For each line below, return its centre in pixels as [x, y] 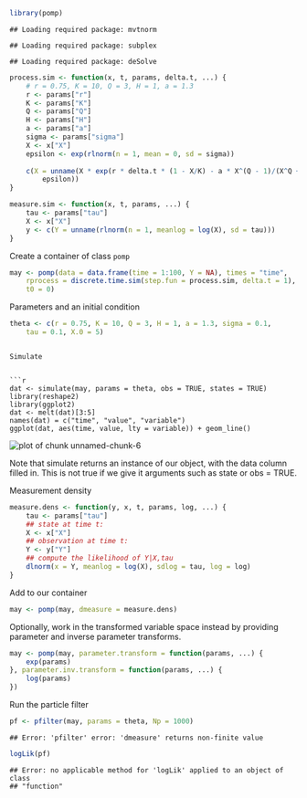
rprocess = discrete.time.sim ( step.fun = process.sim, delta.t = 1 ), [161, 281]
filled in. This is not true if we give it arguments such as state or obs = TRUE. [153, 472]
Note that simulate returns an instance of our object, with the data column [148, 463]
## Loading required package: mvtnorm [83, 29]
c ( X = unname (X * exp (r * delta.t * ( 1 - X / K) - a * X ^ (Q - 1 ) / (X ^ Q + [163, 171]
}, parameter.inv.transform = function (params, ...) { [116, 670]
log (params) [48, 679]
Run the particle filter [49, 704]
